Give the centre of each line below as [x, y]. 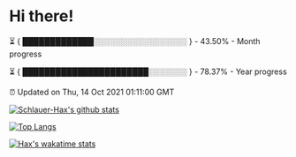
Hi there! [42, 16]
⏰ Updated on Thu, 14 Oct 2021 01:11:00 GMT [92, 92]
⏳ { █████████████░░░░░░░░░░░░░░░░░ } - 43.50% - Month [135, 41]
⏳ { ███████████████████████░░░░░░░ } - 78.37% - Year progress [148, 71]
